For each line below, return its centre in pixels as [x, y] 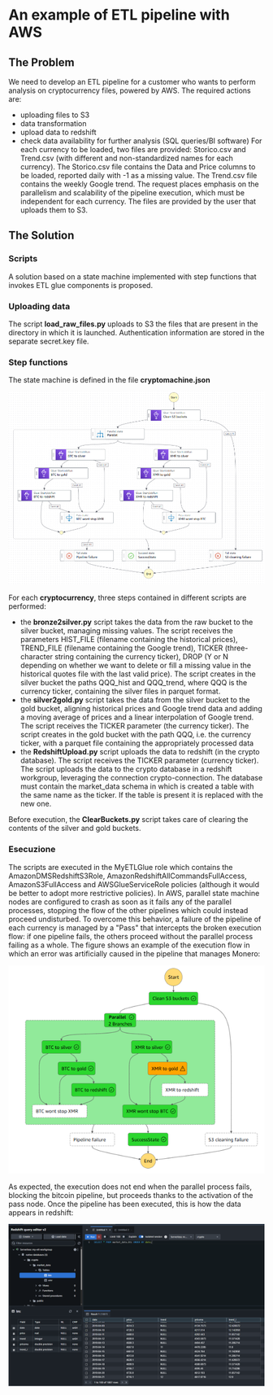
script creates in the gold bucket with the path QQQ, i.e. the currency [136, 735]
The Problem [41, 62]
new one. [36, 804]
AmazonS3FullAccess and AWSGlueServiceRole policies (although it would [134, 884]
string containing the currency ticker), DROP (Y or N [141, 657]
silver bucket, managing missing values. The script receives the [126, 631]
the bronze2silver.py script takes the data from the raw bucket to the [136, 622]
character [36, 657]
